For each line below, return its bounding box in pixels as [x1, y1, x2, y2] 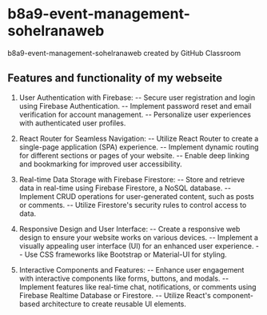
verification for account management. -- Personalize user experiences [18, 110, 251, 119]
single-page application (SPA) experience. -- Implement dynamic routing [18, 142, 259, 152]
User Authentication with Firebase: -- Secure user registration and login [18, 93, 256, 102]
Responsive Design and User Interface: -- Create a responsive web [18, 224, 241, 233]
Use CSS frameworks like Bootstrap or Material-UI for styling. [24, 249, 227, 259]
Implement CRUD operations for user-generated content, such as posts [18, 191, 255, 201]
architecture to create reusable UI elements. [42, 299, 187, 309]
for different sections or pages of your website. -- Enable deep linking [18, 150, 249, 160]
